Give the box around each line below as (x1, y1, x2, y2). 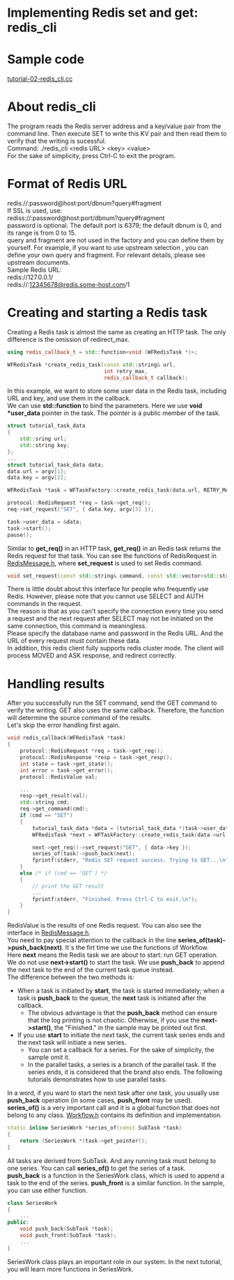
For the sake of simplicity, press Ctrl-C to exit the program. (7, 152, 176, 160)
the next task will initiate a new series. (17, 1038, 127, 1047)
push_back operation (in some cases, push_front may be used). (7, 1096, 193, 1105)
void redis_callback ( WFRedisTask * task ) (7, 735, 127, 742)
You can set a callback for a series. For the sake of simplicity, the (27, 1046, 214, 1054)
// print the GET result (32, 882, 104, 889)
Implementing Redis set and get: (7, 5, 198, 21)
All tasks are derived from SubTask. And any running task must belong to (7, 1156, 217, 1164)
